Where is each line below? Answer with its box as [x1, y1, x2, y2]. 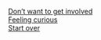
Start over [8, 24, 41, 32]
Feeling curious [8, 15, 58, 24]
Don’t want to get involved [8, 7, 93, 16]
